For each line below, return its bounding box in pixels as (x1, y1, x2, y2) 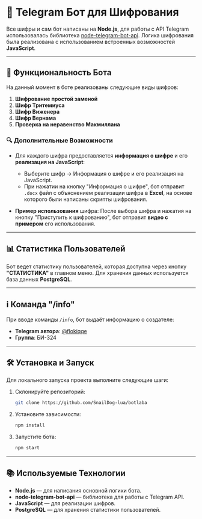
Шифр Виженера (14, 108, 60, 115)
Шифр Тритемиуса (14, 102, 65, 109)
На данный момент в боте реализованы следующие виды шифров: (6, 84, 179, 91)
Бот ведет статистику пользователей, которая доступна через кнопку (6, 263, 187, 270)
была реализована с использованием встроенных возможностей (6, 38, 176, 45)
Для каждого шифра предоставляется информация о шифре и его (14, 152, 188, 159)
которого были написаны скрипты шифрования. (23, 195, 148, 203)
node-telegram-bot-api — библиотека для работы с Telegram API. (14, 493, 185, 500)
